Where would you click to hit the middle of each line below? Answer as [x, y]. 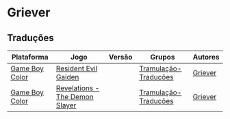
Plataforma [30, 57]
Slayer [66, 105]
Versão [120, 57]
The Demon [75, 97]
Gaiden [67, 77]
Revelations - [78, 88]
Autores [206, 57]
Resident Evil [77, 68]
